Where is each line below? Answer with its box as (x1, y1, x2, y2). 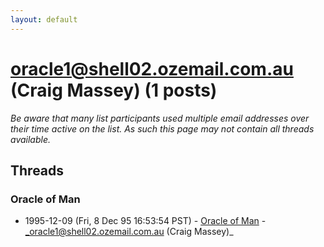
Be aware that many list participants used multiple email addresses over (10, 112, 310, 124)
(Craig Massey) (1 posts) (10, 79, 218, 101)
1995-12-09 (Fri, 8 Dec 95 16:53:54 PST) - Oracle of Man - (24, 215, 267, 227)
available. (10, 133, 52, 145)
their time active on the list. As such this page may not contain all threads (10, 122, 315, 135)
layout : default (10, 14, 78, 25)
